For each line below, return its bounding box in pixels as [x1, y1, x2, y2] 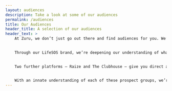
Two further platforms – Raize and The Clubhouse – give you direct [14, 64, 164, 69]
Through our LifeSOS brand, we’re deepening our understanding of [14, 50, 159, 55]
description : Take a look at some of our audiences [5, 12, 118, 17]
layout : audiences [5, 7, 45, 13]
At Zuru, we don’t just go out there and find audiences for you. [14, 36, 159, 41]
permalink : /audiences [5, 17, 54, 22]
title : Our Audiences [5, 21, 52, 27]
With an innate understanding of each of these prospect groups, [14, 78, 157, 83]
